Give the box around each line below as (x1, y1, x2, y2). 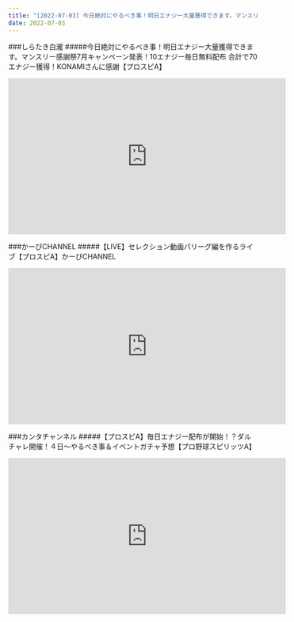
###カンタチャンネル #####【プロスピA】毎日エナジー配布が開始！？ (8, 432, 238, 441)
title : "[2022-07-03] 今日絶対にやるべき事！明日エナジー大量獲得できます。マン (8, 11, 247, 20)
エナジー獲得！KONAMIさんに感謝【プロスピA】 (8, 61, 166, 71)
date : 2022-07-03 (8, 19, 66, 27)
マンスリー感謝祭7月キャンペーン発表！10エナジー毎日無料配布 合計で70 (21, 52, 258, 61)
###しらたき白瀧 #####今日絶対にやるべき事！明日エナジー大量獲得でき (8, 41, 247, 52)
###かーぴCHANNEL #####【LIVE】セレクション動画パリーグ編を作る (8, 241, 240, 251)
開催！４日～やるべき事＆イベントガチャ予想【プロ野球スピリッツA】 (29, 441, 256, 451)
